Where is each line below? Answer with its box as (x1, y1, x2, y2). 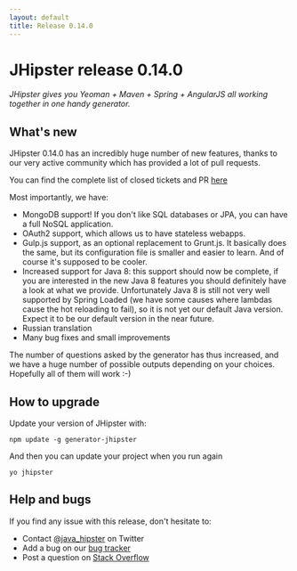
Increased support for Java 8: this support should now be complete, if (21, 266, 278, 277)
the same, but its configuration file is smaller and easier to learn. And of (21, 247, 285, 258)
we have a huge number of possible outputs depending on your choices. (9, 359, 276, 370)
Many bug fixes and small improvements (21, 332, 171, 343)
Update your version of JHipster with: (9, 418, 147, 428)
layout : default (9, 12, 69, 22)
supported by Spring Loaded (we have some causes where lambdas (21, 295, 273, 306)
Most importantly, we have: (9, 192, 109, 203)
